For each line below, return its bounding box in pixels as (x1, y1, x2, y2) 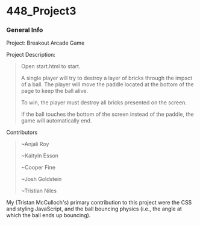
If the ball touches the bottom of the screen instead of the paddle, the (20, 110, 194, 118)
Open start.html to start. (20, 63, 81, 70)
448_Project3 (6, 4, 77, 18)
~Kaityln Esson (20, 152, 58, 159)
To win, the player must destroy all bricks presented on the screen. (20, 99, 187, 106)
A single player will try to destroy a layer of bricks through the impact (20, 74, 193, 82)
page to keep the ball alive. (20, 87, 89, 95)
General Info (6, 26, 43, 34)
